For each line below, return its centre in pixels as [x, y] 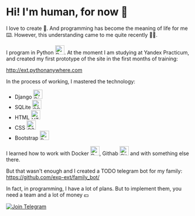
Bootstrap [26, 138]
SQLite [23, 107]
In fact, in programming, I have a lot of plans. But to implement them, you [94, 188]
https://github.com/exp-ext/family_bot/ [53, 177]
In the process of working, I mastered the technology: [71, 81]
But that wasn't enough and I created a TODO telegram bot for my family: [94, 171]
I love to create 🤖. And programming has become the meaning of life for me [97, 28]
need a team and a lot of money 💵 [47, 195]
